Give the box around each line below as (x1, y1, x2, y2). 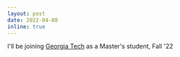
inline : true (7, 23, 46, 30)
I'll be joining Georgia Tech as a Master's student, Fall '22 (7, 42, 174, 51)
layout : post (7, 10, 46, 17)
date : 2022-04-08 (7, 17, 58, 24)
